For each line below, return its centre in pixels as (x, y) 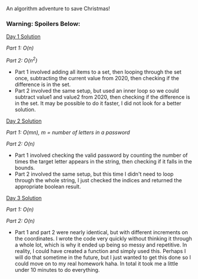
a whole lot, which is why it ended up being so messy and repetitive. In (101, 245)
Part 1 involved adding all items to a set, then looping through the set (98, 72)
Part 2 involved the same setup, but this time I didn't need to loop (94, 174)
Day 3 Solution (24, 198)
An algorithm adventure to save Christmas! (58, 9)
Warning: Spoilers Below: (43, 24)
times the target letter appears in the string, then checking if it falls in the (103, 161)
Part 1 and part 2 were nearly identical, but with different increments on (101, 232)
